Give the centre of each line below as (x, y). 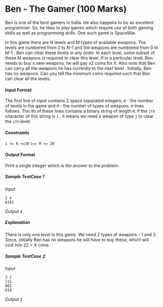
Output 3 (14, 299)
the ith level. (18, 122)
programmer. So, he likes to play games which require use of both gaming (79, 27)
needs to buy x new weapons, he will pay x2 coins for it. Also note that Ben (80, 63)
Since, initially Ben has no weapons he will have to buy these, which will (77, 240)
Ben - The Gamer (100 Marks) (66, 9)
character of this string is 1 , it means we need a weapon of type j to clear (79, 116)
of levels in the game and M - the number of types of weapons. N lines (74, 106)
